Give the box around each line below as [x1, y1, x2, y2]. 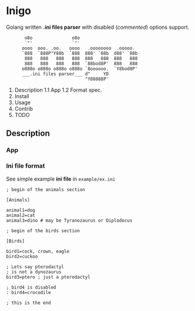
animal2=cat [6, 212, 35, 218]
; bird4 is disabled [6, 284, 57, 290]
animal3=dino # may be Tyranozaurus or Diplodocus [6, 218, 133, 223]
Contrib [14, 105, 33, 112]
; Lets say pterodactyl [6, 263, 65, 270]
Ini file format [6, 162, 45, 170]
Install [14, 92, 29, 99]
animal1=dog [6, 207, 35, 213]
